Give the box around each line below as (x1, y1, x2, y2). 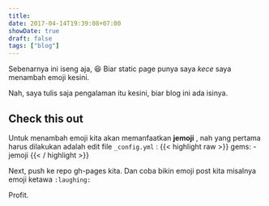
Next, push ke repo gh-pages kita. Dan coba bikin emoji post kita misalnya (8, 166, 257, 175)
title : (8, 11, 31, 20)
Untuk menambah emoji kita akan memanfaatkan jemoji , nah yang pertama (8, 132, 261, 142)
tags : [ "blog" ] (8, 42, 60, 50)
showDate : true (8, 27, 60, 35)
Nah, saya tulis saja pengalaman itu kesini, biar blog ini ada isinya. (8, 88, 228, 98)
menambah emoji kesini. (8, 73, 90, 82)
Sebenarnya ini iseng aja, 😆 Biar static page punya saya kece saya (8, 64, 232, 74)
